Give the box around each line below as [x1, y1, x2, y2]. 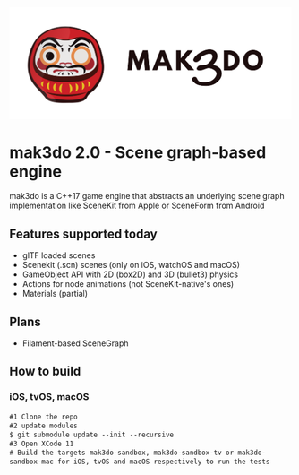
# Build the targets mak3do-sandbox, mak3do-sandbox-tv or [9, 448, 235, 457]
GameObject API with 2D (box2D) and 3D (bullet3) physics [21, 269, 239, 280]
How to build [9, 364, 81, 379]
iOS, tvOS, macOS [9, 391, 90, 403]
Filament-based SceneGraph [21, 338, 129, 349]
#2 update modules [9, 421, 78, 430]
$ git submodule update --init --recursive [9, 430, 175, 439]
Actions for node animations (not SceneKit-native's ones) [21, 279, 235, 289]
